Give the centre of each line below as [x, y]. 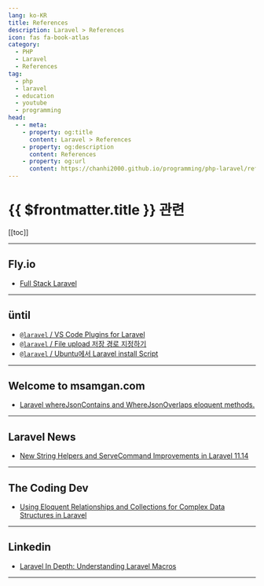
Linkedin [29, 547]
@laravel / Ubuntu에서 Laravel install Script [89, 353]
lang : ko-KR [27, 15]
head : [17, 118]
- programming [38, 111]
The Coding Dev [48, 488]
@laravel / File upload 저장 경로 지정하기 [83, 343]
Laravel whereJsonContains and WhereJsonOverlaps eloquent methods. [137, 405]
